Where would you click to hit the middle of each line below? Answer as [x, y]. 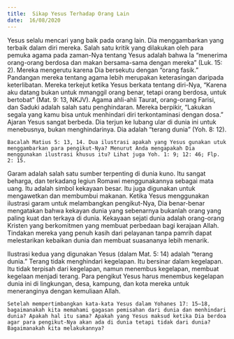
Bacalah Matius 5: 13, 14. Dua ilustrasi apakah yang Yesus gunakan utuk [117, 142]
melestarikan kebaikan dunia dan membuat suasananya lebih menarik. [108, 240]
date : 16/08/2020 [34, 20]
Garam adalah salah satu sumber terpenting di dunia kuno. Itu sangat [107, 173]
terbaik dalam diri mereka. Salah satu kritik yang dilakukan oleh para [105, 48]
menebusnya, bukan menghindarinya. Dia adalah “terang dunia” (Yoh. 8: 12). [117, 129]
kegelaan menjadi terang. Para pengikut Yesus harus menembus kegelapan [116, 276]
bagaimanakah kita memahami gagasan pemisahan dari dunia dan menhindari [117, 310]
